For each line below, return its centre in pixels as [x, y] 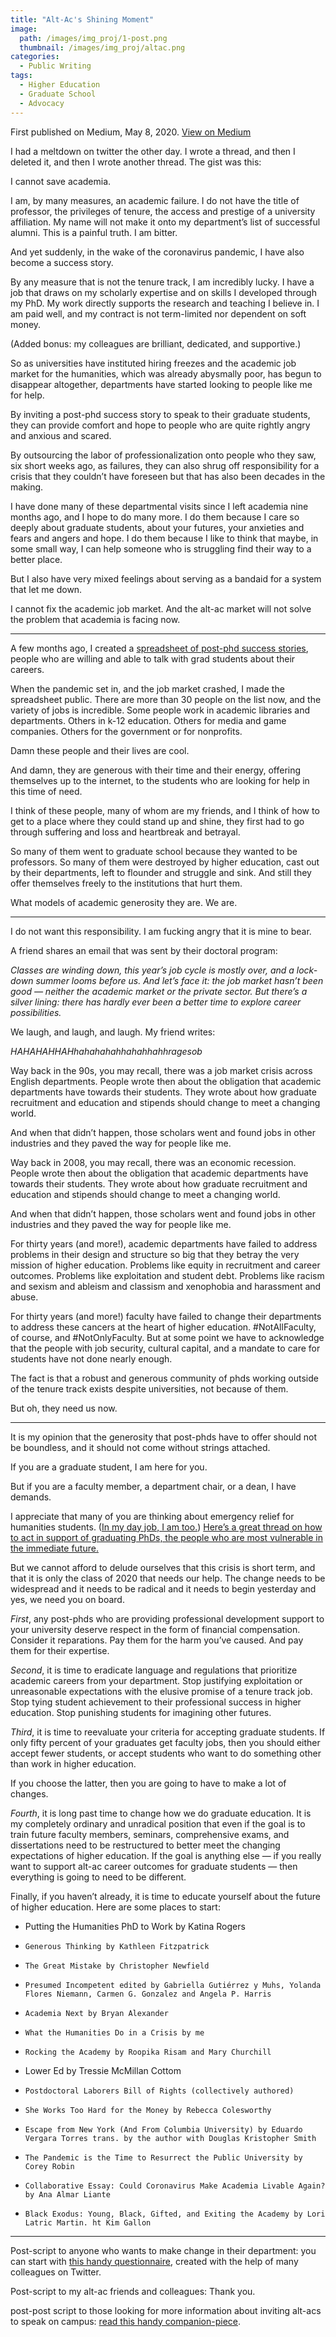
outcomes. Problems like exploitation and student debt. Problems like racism [167, 1275]
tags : [21, 76]
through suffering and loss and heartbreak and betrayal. [125, 832]
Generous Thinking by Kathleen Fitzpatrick [117, 1946]
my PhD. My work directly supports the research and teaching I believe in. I [165, 303]
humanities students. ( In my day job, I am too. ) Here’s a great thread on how [166, 1527]
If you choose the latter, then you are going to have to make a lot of [148, 1783]
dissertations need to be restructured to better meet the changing [145, 1845]
